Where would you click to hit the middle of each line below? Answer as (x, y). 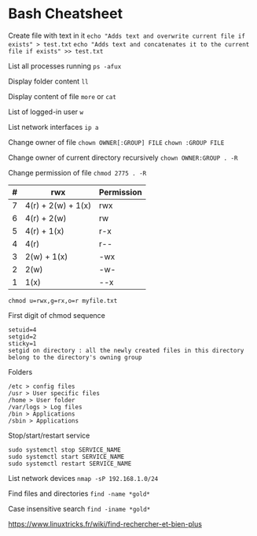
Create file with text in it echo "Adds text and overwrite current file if (127, 35)
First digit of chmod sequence (57, 315)
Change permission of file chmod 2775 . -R (77, 172)
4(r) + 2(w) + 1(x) (58, 205)
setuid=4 (22, 330)
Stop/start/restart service (49, 435)
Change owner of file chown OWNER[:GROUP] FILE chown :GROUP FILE (116, 142)
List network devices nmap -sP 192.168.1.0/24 (83, 478)
